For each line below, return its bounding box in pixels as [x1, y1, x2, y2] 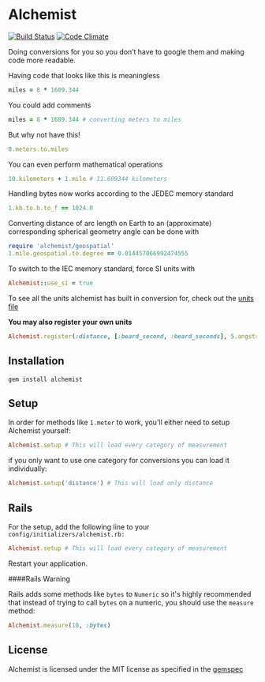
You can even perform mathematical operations [8, 160, 163, 169]
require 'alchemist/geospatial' [8, 243, 114, 251]
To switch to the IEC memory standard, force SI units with [8, 264, 196, 273]
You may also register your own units [8, 317, 132, 326]
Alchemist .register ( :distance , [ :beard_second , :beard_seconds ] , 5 [8, 332, 235, 341]
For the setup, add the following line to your [8, 522, 150, 531]
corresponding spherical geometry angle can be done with [8, 227, 200, 236]
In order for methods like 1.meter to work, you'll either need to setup [8, 417, 230, 428]
